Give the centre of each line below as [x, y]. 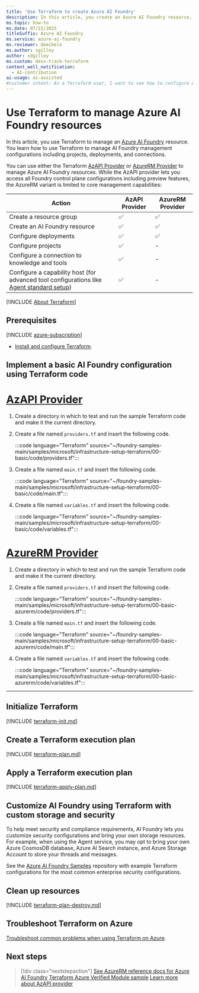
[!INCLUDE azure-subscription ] [44, 335]
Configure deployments [42, 236]
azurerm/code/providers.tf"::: [51, 612]
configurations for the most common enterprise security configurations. [94, 872]
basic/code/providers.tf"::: [47, 458]
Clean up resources [43, 891]
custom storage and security [61, 815]
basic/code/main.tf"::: [41, 494]
